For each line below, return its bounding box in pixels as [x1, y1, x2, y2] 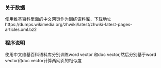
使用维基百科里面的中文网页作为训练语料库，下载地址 [5, 16, 112, 22]
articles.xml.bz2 [5, 27, 37, 32]
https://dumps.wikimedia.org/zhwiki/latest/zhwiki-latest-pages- [5, 22, 132, 27]
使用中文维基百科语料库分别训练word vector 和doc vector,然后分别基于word [5, 52, 157, 57]
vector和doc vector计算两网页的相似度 [5, 57, 82, 63]
